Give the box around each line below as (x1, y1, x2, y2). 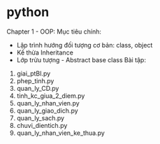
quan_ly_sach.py (16, 113, 64, 122)
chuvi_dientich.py (16, 121, 68, 129)
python (6, 4, 50, 20)
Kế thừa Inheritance (16, 48, 74, 57)
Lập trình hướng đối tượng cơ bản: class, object (16, 41, 153, 49)
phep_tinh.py (16, 76, 54, 85)
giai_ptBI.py (16, 69, 51, 78)
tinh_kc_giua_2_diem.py (16, 92, 85, 100)
